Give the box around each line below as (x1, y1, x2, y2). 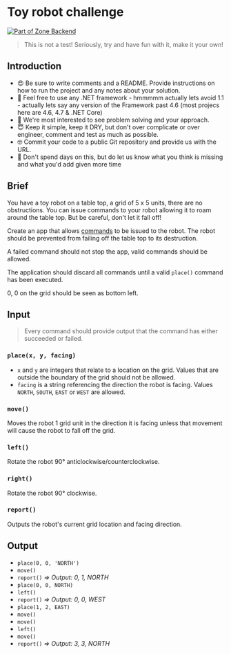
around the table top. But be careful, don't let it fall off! (7, 213, 162, 221)
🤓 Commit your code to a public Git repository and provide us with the (17, 138, 217, 146)
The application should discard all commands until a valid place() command (7, 268, 223, 277)
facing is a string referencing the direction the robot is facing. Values (17, 380, 213, 389)
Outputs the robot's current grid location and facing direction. (7, 520, 183, 528)
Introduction (7, 60, 62, 73)
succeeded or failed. (23, 335, 83, 343)
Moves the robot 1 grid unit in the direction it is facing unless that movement (7, 419, 223, 427)
